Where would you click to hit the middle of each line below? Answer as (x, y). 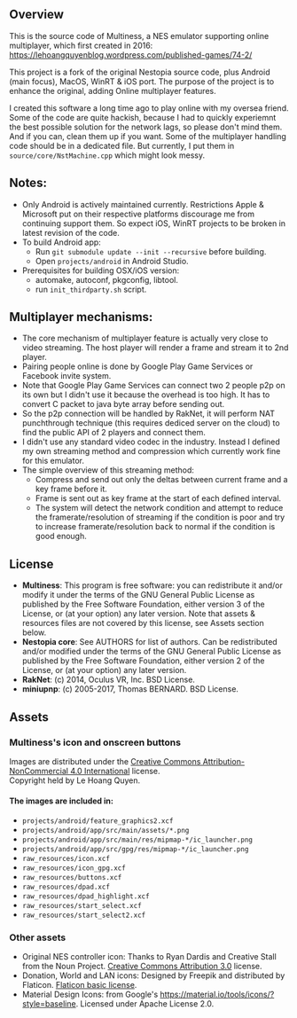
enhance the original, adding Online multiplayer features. (113, 90)
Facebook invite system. (66, 376)
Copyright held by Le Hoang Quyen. (75, 780)
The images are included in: (61, 801)
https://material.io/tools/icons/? (217, 995)
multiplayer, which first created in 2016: (81, 45)
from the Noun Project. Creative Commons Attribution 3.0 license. (142, 967)
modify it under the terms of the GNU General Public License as (138, 595)
